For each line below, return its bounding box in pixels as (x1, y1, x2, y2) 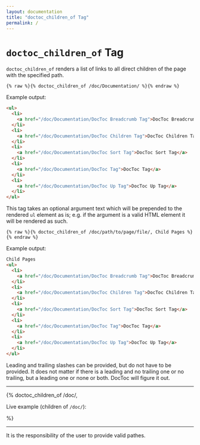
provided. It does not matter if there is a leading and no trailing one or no (6, 368, 185, 375)
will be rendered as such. (6, 217, 68, 225)
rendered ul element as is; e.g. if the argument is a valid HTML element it (6, 211, 186, 219)
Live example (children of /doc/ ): (6, 403, 87, 410)
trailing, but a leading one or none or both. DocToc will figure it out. (6, 374, 171, 381)
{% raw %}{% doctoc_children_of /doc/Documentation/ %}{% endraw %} (6, 83, 180, 90)
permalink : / (6, 20, 39, 26)
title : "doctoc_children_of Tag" (6, 14, 89, 20)
